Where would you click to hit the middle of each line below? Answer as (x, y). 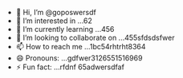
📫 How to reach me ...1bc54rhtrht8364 (81, 47)
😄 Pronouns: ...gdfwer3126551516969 (79, 58)
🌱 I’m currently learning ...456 (65, 29)
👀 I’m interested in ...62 (54, 21)
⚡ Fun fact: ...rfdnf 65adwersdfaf (70, 67)
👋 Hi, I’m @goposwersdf (56, 12)
